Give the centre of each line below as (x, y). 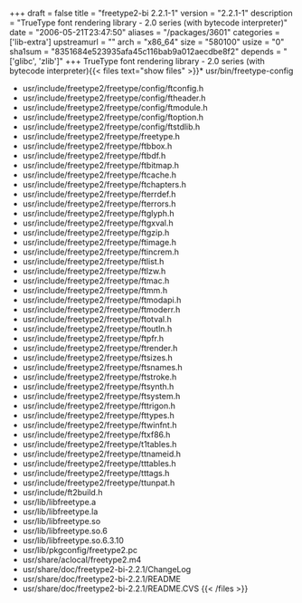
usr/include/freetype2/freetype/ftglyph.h (98, 213)
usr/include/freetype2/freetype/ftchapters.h (104, 184)
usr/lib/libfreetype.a (59, 502)
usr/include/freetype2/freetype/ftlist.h (93, 261)
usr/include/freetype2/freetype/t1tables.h (99, 444)
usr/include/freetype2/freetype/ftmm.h (95, 290)
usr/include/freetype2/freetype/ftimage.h (99, 242)
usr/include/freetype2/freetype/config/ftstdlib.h (111, 127)
